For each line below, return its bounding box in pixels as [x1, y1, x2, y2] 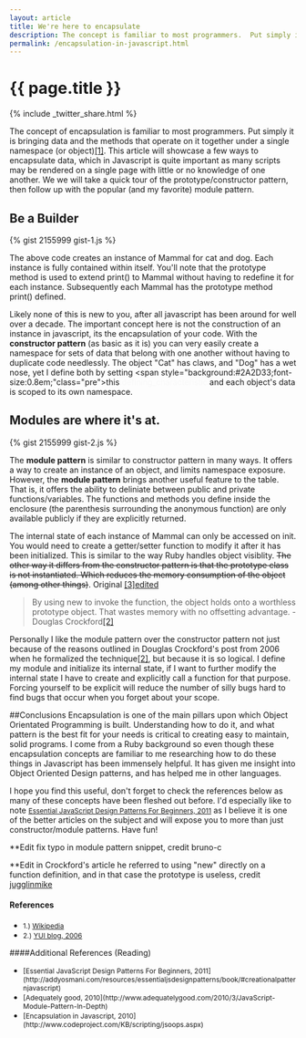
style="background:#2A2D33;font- [160, 367, 293, 378]
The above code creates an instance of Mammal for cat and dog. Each [9, 253, 274, 263]
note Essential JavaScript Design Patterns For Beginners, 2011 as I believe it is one [9, 804, 288, 815]
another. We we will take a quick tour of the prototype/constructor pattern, [9, 174, 289, 185]
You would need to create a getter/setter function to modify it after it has [9, 540, 281, 551]
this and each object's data [106, 377, 296, 388]
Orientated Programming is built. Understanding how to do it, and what [9, 719, 275, 730]
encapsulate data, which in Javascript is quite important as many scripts [9, 155, 280, 166]
